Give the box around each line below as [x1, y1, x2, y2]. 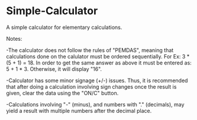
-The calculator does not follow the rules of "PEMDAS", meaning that [6, 46, 174, 54]
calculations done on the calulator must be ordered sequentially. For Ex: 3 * [6, 53, 190, 60]
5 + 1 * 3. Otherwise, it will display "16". [6, 65, 102, 72]
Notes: [6, 35, 22, 42]
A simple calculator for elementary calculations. [6, 24, 122, 31]
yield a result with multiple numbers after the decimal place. [6, 107, 152, 114]
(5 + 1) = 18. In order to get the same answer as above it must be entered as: [6, 59, 192, 66]
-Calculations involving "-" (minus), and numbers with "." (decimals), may [6, 100, 185, 108]
